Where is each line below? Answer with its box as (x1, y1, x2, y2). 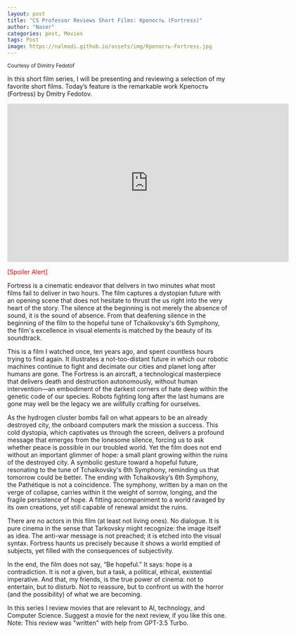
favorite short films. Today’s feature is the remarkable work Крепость (7, 82, 209, 90)
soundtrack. (7, 334, 42, 342)
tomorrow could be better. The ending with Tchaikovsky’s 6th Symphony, (7, 473, 219, 481)
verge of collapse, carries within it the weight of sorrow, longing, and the (7, 488, 218, 496)
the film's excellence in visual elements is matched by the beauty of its (7, 326, 212, 334)
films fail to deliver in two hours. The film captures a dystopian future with (7, 289, 221, 297)
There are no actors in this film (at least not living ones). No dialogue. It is (7, 516, 219, 525)
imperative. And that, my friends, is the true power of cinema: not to (7, 575, 204, 583)
